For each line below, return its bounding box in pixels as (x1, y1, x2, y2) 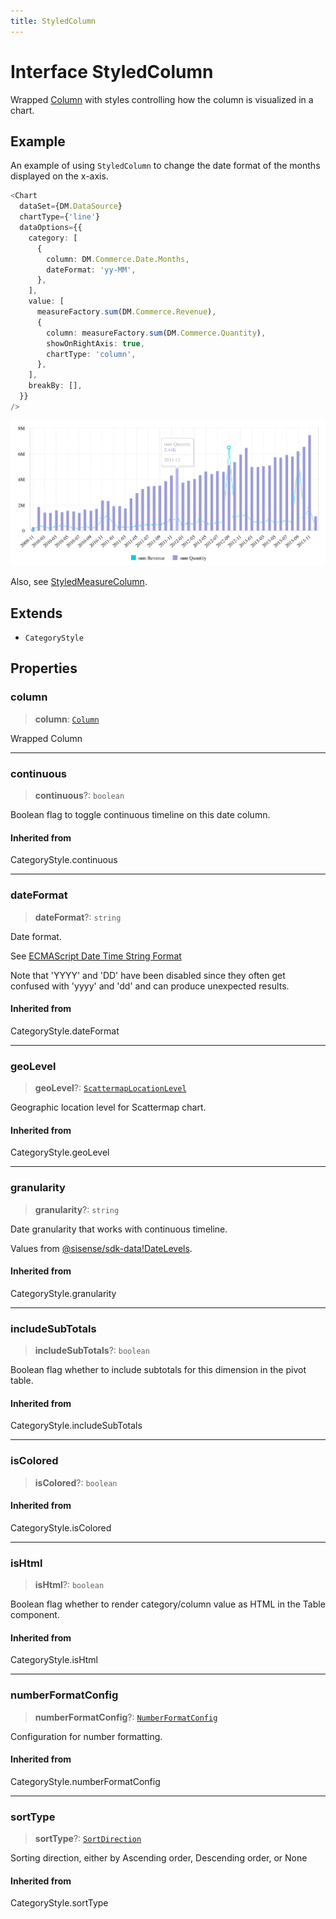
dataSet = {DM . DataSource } (19, 201, 123, 212)
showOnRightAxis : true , (46, 338, 145, 349)
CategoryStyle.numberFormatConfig (10, 1775, 161, 1787)
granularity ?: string (34, 1203, 120, 1215)
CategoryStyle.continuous (10, 854, 118, 866)
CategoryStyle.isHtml (10, 1654, 99, 1666)
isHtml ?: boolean (34, 1579, 105, 1591)
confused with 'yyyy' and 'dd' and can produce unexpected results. (10, 980, 290, 992)
